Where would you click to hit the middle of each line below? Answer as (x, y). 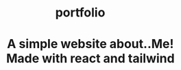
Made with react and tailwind (90, 59)
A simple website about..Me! (90, 44)
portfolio (80, 13)
